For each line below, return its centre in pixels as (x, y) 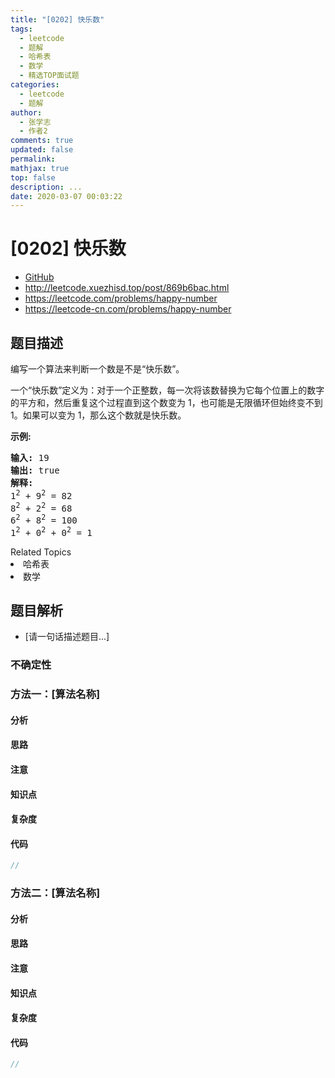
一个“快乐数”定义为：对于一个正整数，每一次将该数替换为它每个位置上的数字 (167, 390)
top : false (33, 177)
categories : (35, 85)
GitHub (39, 277)
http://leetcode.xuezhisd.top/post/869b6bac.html (127, 288)
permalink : (33, 159)
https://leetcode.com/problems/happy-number (121, 298)
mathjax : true (40, 168)
